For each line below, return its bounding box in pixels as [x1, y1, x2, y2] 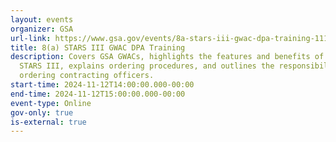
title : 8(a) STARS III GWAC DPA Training [10, 42, 186, 53]
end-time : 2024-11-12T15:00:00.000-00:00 [10, 89, 186, 99]
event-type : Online [10, 98, 92, 108]
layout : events [10, 14, 74, 25]
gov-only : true [10, 107, 74, 118]
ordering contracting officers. [19, 71, 155, 81]
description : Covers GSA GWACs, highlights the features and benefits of [10, 52, 325, 62]
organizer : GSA [10, 24, 74, 34]
